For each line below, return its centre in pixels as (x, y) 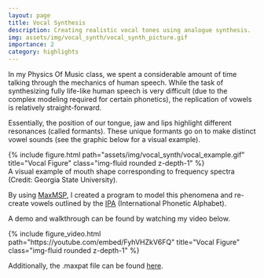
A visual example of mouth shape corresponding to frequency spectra (122, 171)
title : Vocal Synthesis (47, 23)
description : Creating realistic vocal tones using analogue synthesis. (130, 30)
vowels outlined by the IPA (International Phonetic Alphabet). (128, 203)
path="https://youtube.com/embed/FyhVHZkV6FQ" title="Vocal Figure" (124, 242)
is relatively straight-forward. (55, 108)
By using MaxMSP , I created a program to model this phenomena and (121, 195)
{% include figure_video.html (55, 234)
